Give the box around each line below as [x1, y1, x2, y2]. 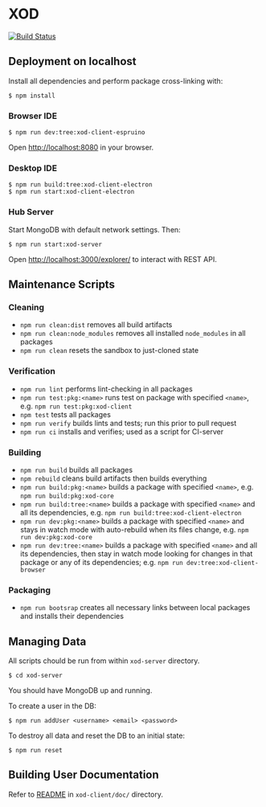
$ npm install [8, 92, 56, 100]
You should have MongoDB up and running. [8, 686, 153, 695]
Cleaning [8, 301, 45, 313]
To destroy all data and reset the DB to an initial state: [8, 731, 186, 740]
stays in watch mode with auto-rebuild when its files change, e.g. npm [19, 524, 249, 535]
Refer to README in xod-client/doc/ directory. [8, 789, 163, 799]
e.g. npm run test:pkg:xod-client [19, 401, 133, 411]
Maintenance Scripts [8, 278, 115, 292]
